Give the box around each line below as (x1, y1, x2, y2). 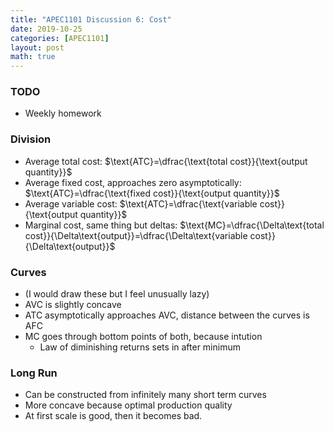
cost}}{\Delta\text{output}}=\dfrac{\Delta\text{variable (24, 229, 248, 241)
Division (10, 132, 52, 146)
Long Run (10, 366, 58, 380)
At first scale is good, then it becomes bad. (24, 410, 203, 422)
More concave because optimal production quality (24, 399, 233, 411)
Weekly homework (24, 107, 102, 120)
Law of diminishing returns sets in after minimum (39, 341, 241, 353)
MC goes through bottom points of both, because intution (24, 331, 263, 343)
